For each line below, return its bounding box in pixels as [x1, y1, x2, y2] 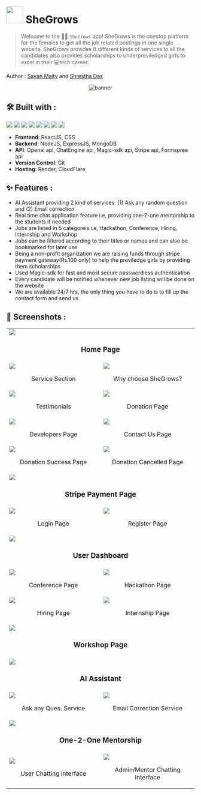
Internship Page [125, 609, 170, 617]
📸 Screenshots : [6, 312, 66, 322]
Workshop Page [73, 640, 128, 650]
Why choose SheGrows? [113, 375, 182, 383]
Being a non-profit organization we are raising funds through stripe [14, 250, 181, 257]
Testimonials [35, 402, 72, 411]
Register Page [127, 519, 167, 528]
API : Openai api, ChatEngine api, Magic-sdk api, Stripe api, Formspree [14, 146, 188, 153]
